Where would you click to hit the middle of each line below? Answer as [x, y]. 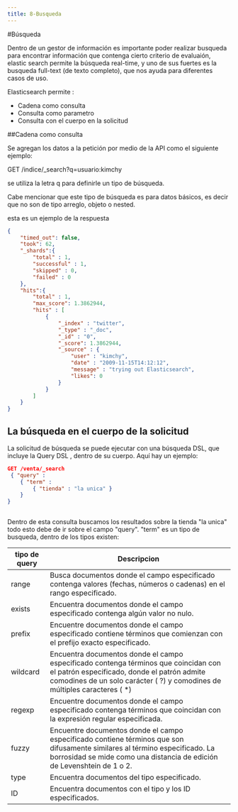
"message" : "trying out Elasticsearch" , [132, 369]
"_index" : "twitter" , [91, 323]
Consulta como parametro [56, 113]
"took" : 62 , [38, 244]
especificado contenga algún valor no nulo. [122, 613]
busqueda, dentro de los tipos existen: [63, 537]
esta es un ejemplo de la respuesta [58, 218]
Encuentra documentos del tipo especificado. [126, 777]
